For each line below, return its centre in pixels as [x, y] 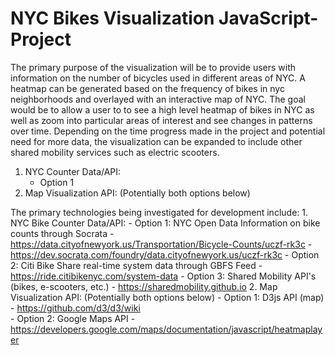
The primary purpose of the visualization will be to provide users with [153, 67]
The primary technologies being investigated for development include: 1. [159, 212]
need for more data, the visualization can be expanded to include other [156, 141]
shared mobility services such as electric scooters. [115, 152]
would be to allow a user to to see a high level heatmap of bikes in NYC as [162, 109]
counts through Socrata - [62, 233]
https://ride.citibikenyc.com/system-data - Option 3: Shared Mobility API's [163, 276]
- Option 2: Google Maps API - [73, 318]
